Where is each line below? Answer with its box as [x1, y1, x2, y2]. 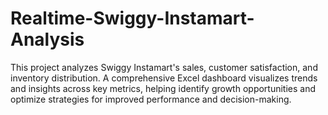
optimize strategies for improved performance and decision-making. [10, 93, 292, 105]
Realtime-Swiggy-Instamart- [10, 7, 255, 30]
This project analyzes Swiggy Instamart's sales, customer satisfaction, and [10, 61, 318, 73]
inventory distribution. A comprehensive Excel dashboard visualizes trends [10, 72, 318, 84]
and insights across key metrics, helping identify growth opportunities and [10, 82, 317, 94]
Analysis [10, 28, 85, 51]
